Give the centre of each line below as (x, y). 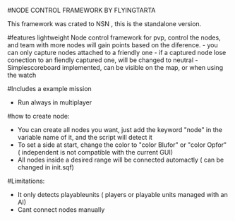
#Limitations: (26, 181)
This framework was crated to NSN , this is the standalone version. (104, 24)
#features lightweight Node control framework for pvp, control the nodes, (114, 37)
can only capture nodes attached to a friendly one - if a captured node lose (117, 53)
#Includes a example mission (49, 89)
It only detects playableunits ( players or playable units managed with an (122, 195)
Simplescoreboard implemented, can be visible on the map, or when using (115, 67)
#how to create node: (38, 116)
